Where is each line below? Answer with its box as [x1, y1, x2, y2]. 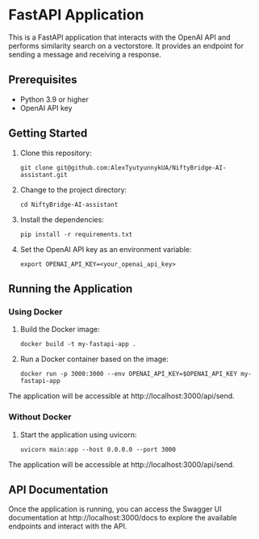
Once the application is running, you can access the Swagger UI [8, 504, 222, 514]
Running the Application [8, 281, 133, 296]
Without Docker [8, 411, 72, 423]
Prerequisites [8, 73, 77, 86]
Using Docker [8, 305, 63, 317]
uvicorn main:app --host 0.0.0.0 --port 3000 [19, 445, 176, 453]
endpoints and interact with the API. [8, 521, 127, 531]
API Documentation [8, 482, 109, 496]
